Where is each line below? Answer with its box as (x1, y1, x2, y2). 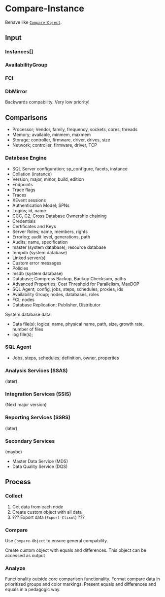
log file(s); (12, 331, 33, 337)
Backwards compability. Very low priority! (5, 99, 90, 105)
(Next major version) (5, 402, 47, 408)
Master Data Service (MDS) (12, 458, 68, 464)
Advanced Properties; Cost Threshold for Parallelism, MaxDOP (12, 281, 139, 287)
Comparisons (5, 113, 48, 122)
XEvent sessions (12, 197, 46, 203)
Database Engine (5, 155, 47, 162)
